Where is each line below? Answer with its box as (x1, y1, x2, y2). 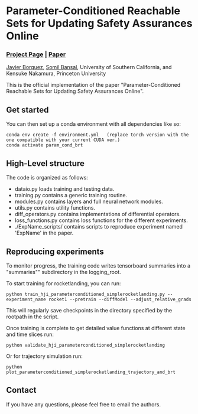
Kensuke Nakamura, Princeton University (6, 70, 106, 77)
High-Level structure (6, 158, 85, 168)
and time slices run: (6, 331, 54, 338)
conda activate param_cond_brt (6, 142, 83, 148)
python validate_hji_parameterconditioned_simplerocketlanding (6, 342, 165, 348)
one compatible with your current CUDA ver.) (6, 137, 120, 143)
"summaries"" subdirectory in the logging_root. (6, 268, 121, 275)
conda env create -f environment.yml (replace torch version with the (6, 132, 189, 138)
